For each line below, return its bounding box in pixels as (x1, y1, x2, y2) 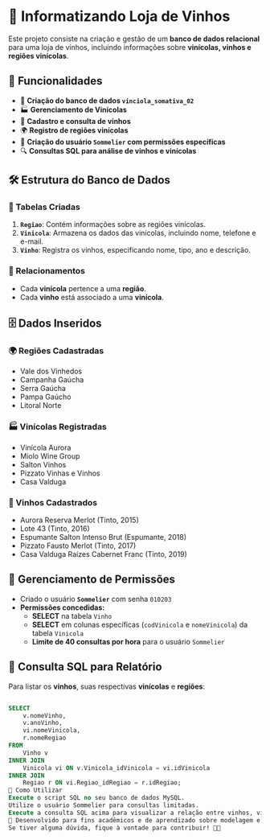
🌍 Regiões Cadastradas (8, 345, 104, 356)
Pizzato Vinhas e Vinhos (19, 468, 100, 478)
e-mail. (19, 237, 44, 246)
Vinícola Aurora (19, 443, 72, 452)
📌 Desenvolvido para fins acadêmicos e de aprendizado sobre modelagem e (8, 816, 261, 824)
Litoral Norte (19, 401, 62, 410)
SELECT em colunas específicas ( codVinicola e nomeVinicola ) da (31, 620, 248, 629)
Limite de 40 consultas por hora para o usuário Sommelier (31, 636, 225, 646)
